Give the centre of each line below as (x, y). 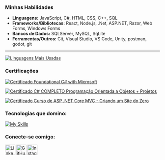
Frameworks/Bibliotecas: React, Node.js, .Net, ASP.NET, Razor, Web (82, 23)
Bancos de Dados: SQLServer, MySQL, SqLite (59, 34)
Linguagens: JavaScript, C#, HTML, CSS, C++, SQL (65, 18)
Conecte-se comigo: (30, 136)
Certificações (22, 71)
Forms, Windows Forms (36, 28)
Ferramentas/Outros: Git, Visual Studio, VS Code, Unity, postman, (79, 39)
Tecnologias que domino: (36, 113)
